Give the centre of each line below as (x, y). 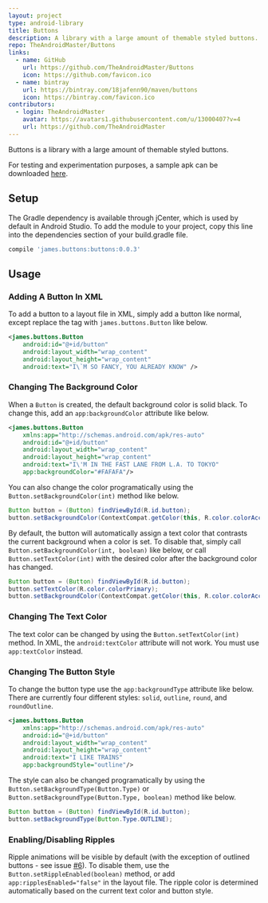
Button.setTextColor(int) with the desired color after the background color (133, 558)
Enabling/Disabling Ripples (62, 839)
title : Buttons (33, 30)
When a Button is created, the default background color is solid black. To (128, 404)
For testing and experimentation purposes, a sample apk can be (113, 165)
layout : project (35, 16)
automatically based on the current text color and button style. (111, 891)
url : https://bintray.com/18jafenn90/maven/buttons (110, 90)
